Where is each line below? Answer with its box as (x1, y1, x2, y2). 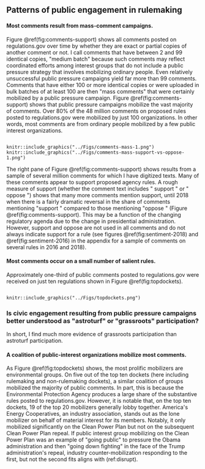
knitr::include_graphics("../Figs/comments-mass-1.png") (6, 144, 155, 150)
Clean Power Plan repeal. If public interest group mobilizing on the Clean (6, 430, 190, 437)
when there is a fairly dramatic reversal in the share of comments (6, 198, 170, 205)
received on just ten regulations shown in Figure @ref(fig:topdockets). (6, 277, 184, 285)
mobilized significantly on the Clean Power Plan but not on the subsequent (6, 423, 195, 430)
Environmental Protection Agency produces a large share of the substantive (6, 391, 198, 398)
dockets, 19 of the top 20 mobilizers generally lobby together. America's (6, 403, 188, 411)
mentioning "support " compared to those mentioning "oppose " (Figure (6, 204, 188, 212)
